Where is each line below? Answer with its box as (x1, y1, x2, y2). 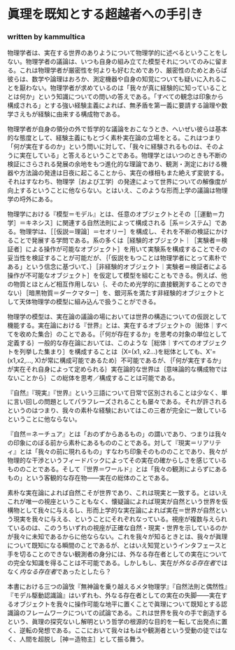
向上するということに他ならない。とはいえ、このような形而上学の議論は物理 (7, 187, 228, 195)
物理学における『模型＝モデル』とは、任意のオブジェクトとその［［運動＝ (7, 210, 219, 218)
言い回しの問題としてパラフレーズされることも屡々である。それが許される (13, 398, 227, 406)
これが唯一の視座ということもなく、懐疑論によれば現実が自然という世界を (7, 497, 222, 506)
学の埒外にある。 (7, 195, 57, 203)
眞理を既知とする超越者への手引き (7, 6, 204, 22)
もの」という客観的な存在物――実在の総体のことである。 (7, 474, 173, 482)
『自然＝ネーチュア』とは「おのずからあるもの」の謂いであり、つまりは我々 (7, 430, 227, 438)
